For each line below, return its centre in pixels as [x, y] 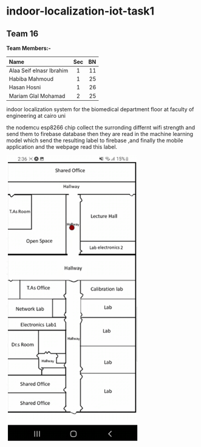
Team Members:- [29, 48]
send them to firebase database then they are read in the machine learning [100, 134]
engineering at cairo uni [36, 116]
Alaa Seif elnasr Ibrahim [39, 70]
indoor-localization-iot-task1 [80, 11]
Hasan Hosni [25, 87]
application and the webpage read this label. [62, 147]
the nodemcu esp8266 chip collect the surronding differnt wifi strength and [101, 128]
